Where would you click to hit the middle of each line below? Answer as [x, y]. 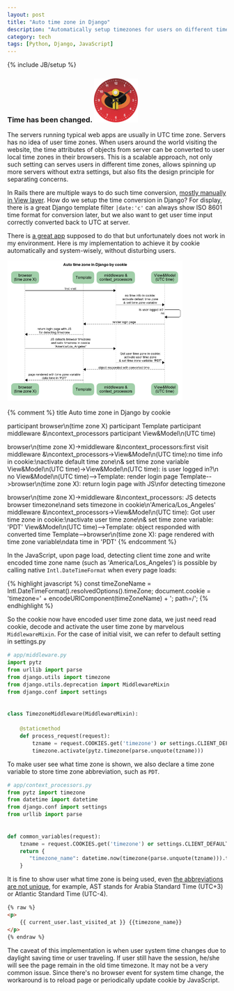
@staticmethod [40, 729]
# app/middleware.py [37, 655]
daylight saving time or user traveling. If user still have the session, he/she [114, 958]
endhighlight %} [30, 606]
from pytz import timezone [46, 793]
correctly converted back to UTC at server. [69, 222]
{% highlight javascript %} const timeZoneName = [79, 584]
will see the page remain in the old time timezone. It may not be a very [108, 965]
